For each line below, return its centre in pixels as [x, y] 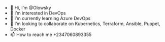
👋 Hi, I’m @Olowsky [31, 8]
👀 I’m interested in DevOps [38, 13]
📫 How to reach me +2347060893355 [51, 34]
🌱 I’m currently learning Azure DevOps [50, 18]
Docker [18, 29]
